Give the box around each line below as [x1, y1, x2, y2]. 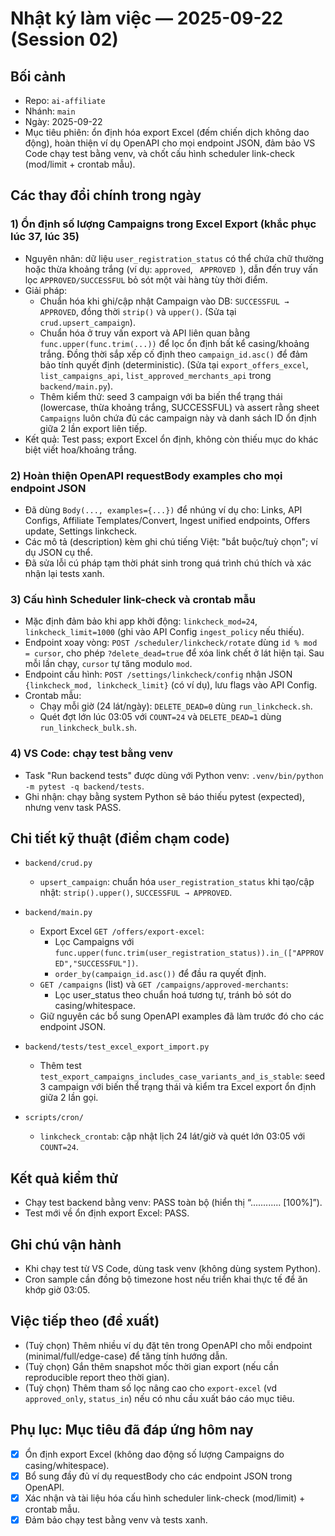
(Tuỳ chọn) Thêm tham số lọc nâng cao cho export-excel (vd [24, 1382, 278, 1394]
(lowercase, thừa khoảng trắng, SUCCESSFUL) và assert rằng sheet [39, 401, 320, 413]
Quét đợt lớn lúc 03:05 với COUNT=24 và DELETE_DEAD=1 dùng [39, 711, 282, 723]
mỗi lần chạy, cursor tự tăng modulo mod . [24, 658, 193, 670]
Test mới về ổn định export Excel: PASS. [24, 1207, 190, 1219]
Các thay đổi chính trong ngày [10, 187, 202, 204]
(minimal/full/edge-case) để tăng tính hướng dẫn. [24, 1350, 228, 1362]
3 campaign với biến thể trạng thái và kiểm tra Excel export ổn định [39, 1081, 317, 1093]
